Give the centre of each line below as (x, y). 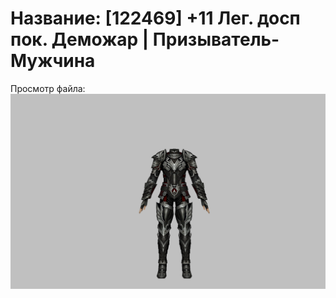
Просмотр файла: (48, 88)
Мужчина (53, 61)
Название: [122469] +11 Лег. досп (155, 18)
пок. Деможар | (80, 39)
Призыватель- (216, 39)
